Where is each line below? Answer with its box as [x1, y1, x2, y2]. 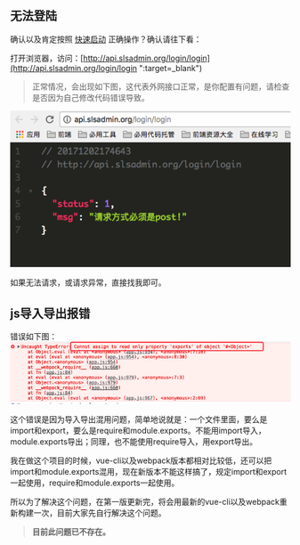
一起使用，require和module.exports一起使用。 [10, 477, 180, 488]
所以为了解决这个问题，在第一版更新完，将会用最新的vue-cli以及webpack [10, 497, 280, 508]
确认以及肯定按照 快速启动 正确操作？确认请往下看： [10, 34, 202, 45]
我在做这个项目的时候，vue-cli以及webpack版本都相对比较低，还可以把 [10, 455, 272, 466]
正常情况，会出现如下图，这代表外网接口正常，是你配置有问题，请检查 [31, 81, 290, 92]
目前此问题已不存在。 [31, 526, 110, 537]
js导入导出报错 [10, 305, 91, 321]
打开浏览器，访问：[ [10, 53, 84, 63]
